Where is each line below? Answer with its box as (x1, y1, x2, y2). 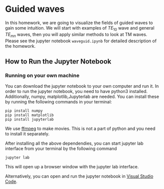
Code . (5, 179, 18, 185)
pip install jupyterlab (5, 117, 54, 122)
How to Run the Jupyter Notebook (5, 57, 112, 65)
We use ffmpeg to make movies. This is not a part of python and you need (5, 126, 156, 131)
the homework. (5, 43, 36, 49)
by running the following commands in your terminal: (5, 99, 112, 105)
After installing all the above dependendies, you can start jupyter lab (5, 140, 144, 146)
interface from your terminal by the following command (5, 146, 117, 152)
